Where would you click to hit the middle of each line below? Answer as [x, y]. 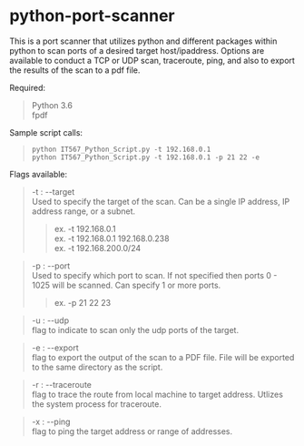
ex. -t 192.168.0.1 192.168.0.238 [112, 238]
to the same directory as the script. [97, 367]
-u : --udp [50, 320]
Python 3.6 [52, 105]
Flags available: [39, 174]
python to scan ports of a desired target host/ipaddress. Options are [137, 50]
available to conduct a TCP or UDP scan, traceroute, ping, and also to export [152, 60]
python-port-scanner [92, 16]
